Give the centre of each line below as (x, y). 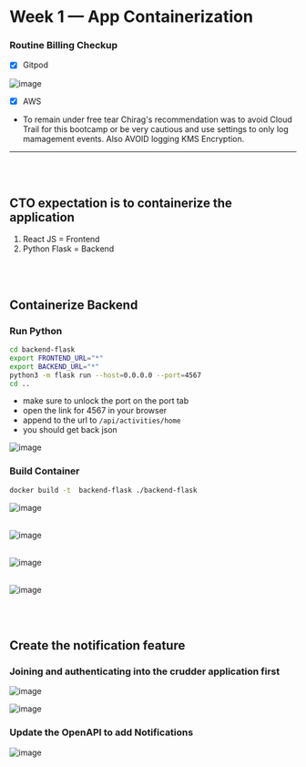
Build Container (45, 471)
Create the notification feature (97, 645)
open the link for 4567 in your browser (95, 411)
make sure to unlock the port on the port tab (106, 401)
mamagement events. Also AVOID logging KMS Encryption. (133, 138)
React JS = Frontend (61, 240)
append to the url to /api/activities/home (102, 420)
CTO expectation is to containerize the (121, 203)
